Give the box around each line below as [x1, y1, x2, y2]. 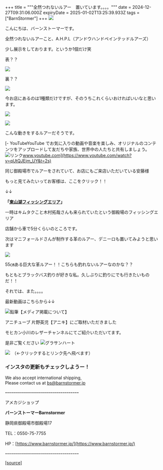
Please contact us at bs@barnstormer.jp [5, 380, 86, 386]
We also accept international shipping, [5, 375, 82, 381]
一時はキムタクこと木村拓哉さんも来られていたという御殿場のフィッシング [5, 209, 154, 215]
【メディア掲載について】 [18, 309, 70, 314]
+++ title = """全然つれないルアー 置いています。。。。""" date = [5, 4, 131, 10]
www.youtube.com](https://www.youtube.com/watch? [22, 153, 132, 158]
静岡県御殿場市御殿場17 [5, 420, 52, 426]
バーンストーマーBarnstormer [5, 410, 65, 416]
